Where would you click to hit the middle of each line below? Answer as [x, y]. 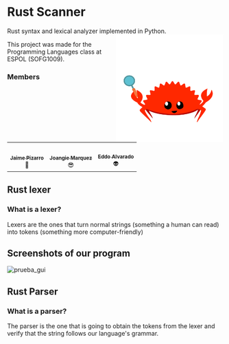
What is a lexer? [34, 209]
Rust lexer [29, 190]
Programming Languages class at [55, 52]
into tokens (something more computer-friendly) [75, 232]
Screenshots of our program [69, 254]
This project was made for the [49, 44]
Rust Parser [33, 291]
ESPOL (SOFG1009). [36, 58]
